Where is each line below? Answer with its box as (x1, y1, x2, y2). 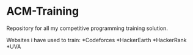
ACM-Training (6, 4, 79, 18)
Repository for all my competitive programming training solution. (6, 24, 168, 32)
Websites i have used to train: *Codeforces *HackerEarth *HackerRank (6, 36, 187, 43)
